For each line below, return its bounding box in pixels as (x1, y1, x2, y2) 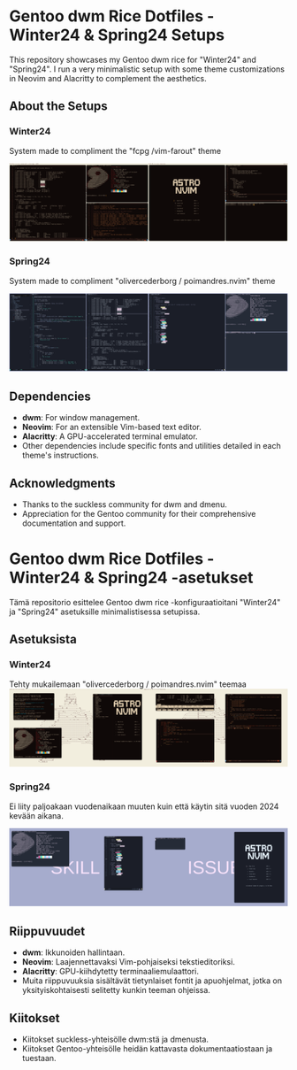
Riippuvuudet (9, 923, 86, 939)
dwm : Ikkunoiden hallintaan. (21, 947, 126, 958)
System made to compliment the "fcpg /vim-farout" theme (9, 145, 222, 156)
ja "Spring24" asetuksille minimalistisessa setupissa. (9, 606, 201, 617)
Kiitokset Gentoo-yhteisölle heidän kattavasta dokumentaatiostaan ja (21, 1043, 273, 1054)
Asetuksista (9, 632, 77, 647)
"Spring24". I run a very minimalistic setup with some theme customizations (9, 64, 286, 74)
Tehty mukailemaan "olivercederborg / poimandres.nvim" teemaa (9, 679, 247, 689)
